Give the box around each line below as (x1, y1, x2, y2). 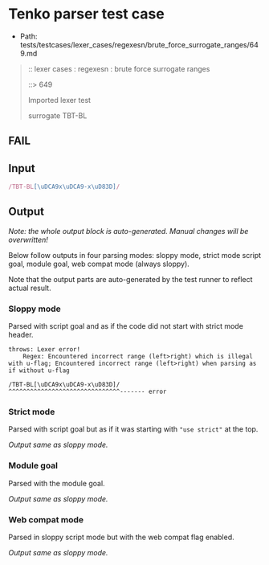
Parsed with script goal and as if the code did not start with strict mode (8, 321, 243, 331)
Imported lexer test (27, 95, 91, 104)
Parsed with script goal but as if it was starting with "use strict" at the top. (8, 424, 259, 434)
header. (8, 330, 34, 340)
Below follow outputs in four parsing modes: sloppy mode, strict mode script (8, 250, 262, 260)
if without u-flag (8, 366, 70, 375)
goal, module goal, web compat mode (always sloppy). (8, 259, 190, 268)
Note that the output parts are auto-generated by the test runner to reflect (8, 274, 253, 284)
